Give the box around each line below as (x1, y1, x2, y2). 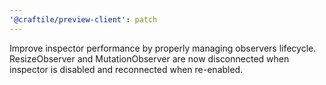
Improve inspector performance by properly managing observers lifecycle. (9, 42, 317, 54)
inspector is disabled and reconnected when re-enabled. (9, 63, 244, 75)
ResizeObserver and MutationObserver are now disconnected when (9, 52, 290, 65)
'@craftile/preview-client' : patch (9, 14, 158, 25)
